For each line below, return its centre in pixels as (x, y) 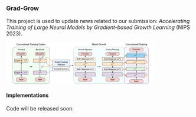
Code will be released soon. (40, 108)
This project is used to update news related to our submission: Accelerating (98, 21)
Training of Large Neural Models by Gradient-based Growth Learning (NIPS (98, 27)
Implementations (27, 95)
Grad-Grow (23, 8)
